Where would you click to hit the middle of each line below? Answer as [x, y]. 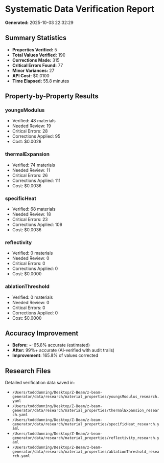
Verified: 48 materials [34, 121]
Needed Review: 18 [32, 214]
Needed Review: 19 [32, 126]
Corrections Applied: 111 [36, 180]
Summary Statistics [36, 38]
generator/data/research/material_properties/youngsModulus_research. [86, 397]
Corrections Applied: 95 [36, 136]
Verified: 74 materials [34, 165]
